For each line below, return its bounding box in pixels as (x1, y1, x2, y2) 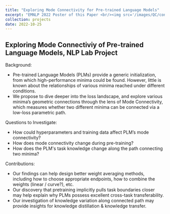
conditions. (12, 88, 36, 94)
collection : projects (5, 17, 51, 22)
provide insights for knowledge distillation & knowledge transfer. (12, 203, 147, 209)
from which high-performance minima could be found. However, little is (12, 77, 162, 83)
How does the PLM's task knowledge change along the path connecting (12, 145, 163, 151)
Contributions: (5, 161, 35, 167)
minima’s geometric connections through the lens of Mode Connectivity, (12, 99, 163, 105)
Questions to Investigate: (5, 119, 57, 126)
